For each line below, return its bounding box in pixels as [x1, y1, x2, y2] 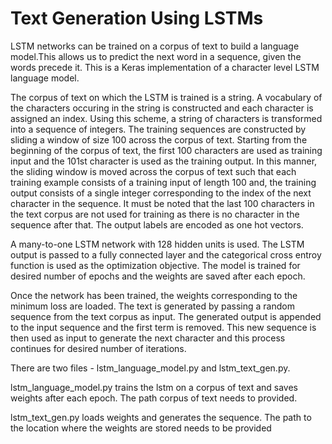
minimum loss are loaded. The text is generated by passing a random [10, 300, 295, 312]
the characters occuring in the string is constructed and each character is [10, 102, 314, 114]
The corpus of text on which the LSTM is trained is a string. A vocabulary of [10, 91, 323, 103]
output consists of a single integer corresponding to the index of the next [10, 187, 312, 199]
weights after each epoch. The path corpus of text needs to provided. [10, 392, 298, 404]
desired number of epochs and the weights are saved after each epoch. [10, 270, 306, 282]
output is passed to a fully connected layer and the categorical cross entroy [10, 248, 322, 261]
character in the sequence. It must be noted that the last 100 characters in [10, 197, 315, 209]
